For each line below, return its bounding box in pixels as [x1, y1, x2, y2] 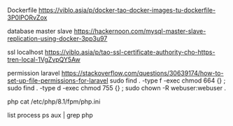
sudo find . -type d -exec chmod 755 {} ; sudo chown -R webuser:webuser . [7, 84, 226, 92]
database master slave [7, 27, 73, 35]
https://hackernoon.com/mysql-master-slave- [73, 27, 206, 35]
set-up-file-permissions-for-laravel [7, 76, 108, 85]
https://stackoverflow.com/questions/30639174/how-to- [61, 69, 224, 77]
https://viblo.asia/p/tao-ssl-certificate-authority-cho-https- [44, 48, 216, 56]
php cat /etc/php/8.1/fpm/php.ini [7, 97, 101, 106]
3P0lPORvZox [7, 13, 48, 22]
